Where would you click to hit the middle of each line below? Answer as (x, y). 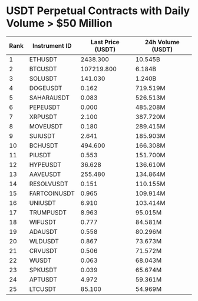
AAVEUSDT (45, 174)
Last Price (105, 42)
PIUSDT (40, 155)
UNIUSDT (42, 203)
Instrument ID (52, 45)
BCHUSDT (44, 145)
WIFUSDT (43, 222)
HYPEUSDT (45, 164)
